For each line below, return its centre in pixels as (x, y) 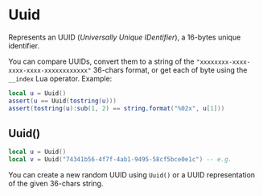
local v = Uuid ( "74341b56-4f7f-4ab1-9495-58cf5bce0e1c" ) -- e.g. (120, 160)
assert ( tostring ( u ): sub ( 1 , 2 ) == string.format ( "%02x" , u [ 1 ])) (117, 108)
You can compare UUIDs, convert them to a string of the (101, 61)
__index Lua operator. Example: (60, 78)
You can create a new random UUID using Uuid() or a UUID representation (132, 175)
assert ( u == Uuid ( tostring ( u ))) (62, 101)
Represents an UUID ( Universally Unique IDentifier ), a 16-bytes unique (125, 37)
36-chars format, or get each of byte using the (170, 69)
